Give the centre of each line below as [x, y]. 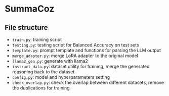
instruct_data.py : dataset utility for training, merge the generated [81, 66]
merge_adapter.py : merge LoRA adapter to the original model [75, 56]
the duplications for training [41, 88]
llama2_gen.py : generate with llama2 [50, 61]
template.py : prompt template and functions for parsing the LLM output [87, 50]
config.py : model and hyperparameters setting [61, 77]
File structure [26, 28]
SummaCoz [30, 9]
